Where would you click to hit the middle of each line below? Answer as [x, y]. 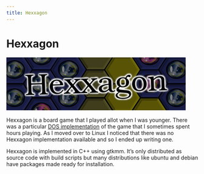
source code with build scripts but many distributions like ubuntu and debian [102, 158]
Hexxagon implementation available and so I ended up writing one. [90, 139]
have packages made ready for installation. [60, 164]
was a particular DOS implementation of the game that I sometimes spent [98, 126]
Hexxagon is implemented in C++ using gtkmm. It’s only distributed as [94, 151]
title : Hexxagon [27, 13]
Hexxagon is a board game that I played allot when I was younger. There [97, 120]
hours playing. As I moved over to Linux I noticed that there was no [90, 133]
